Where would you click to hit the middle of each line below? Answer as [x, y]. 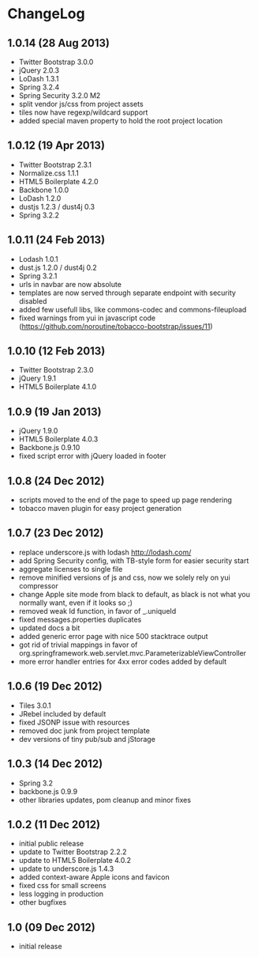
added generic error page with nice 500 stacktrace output [113, 636]
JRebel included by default [62, 713]
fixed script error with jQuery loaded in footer [92, 456]
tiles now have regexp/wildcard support [83, 112]
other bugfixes [43, 902]
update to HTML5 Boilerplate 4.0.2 [75, 861]
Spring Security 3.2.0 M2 [60, 95]
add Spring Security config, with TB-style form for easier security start [134, 560]
